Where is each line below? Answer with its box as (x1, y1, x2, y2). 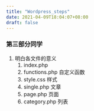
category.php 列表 (23, 98, 69, 105)
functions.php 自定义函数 (23, 68, 85, 76)
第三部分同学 (6, 40, 43, 48)
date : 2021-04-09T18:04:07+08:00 (6, 14, 89, 20)
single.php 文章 (23, 83, 61, 90)
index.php (23, 61, 48, 68)
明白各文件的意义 (14, 54, 57, 62)
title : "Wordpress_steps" (6, 8, 70, 15)
